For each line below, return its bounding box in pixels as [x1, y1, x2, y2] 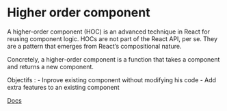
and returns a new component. [7, 62, 94, 71]
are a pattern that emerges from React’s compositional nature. [7, 42, 182, 50]
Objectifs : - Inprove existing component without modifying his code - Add [7, 75, 217, 84]
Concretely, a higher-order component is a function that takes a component [7, 55, 220, 63]
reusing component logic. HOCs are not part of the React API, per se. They [7, 34, 217, 42]
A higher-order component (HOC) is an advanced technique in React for [7, 27, 211, 36]
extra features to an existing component [7, 83, 120, 91]
